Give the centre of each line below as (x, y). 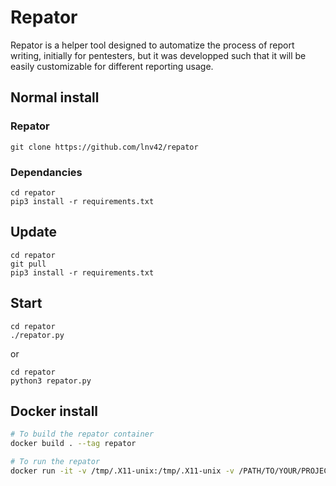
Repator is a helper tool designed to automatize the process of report (152, 45)
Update (34, 232)
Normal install (55, 97)
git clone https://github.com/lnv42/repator (104, 147)
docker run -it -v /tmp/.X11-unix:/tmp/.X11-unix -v (122, 471)
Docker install (54, 411)
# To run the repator (55, 462)
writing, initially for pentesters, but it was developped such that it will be (158, 55)
